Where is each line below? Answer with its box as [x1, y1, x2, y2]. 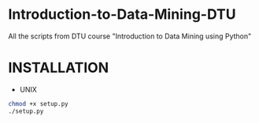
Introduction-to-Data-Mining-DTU [8, 5, 236, 24]
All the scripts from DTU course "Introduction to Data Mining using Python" [8, 31, 252, 41]
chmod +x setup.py [8, 99, 68, 107]
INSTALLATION [8, 59, 109, 77]
